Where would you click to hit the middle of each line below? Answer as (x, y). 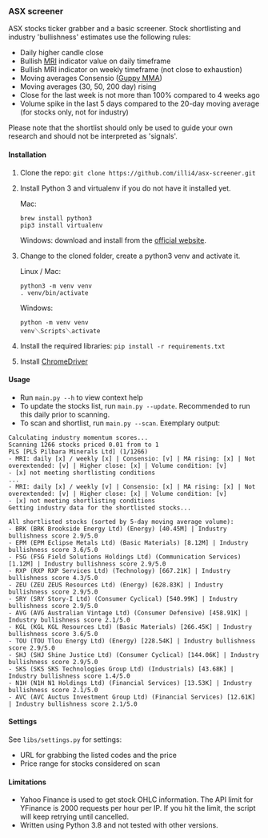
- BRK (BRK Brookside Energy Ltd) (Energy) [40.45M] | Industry (118, 529)
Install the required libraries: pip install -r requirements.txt (122, 345)
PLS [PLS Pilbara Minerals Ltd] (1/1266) (78, 451)
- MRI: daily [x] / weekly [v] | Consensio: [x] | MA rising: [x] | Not (132, 486)
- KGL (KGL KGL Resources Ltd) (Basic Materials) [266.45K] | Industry (130, 626)
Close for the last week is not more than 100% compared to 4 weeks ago (140, 95)
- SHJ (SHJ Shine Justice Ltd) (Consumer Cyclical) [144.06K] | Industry (134, 655)
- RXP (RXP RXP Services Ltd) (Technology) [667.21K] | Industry (119, 570)
